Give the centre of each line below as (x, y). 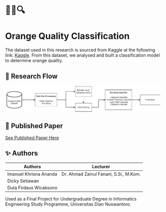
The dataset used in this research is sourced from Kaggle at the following (80, 50)
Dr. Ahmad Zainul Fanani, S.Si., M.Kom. (101, 174)
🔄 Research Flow (32, 76)
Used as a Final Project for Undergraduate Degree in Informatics (71, 199)
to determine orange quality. (34, 61)
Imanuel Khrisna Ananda (32, 174)
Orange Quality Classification (68, 36)
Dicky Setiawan (23, 181)
